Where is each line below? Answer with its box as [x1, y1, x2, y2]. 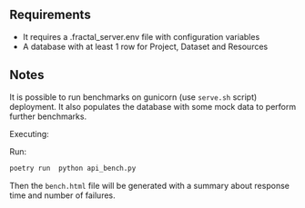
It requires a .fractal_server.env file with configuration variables [22, 31, 260, 42]
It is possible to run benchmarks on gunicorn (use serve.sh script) [9, 91, 258, 103]
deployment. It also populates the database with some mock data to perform [9, 101, 297, 112]
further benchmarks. [9, 111, 87, 122]
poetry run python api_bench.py [9, 163, 137, 173]
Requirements [9, 7, 91, 23]
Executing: [9, 128, 50, 139]
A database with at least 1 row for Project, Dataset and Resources [22, 41, 269, 52]
